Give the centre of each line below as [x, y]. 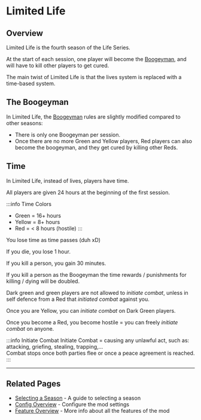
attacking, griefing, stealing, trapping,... [55, 346]
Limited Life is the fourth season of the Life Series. [68, 47]
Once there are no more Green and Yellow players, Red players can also [103, 141]
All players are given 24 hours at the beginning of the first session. [88, 192]
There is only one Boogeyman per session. [68, 135]
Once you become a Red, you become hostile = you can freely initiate [92, 322]
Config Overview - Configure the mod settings [72, 404]
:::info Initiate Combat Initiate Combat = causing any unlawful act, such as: [98, 340]
